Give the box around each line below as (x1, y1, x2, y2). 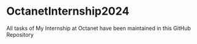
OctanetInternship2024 (6, 4, 130, 18)
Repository (6, 31, 34, 38)
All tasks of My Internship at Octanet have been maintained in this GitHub (6, 24, 191, 32)
